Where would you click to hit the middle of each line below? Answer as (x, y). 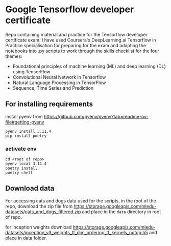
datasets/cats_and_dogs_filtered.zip (43, 212)
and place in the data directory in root (121, 212)
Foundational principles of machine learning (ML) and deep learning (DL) (89, 66)
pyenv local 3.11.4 (26, 164)
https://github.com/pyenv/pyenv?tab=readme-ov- (96, 116)
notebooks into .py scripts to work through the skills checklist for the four (82, 51)
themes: (14, 56)
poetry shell (19, 173)
